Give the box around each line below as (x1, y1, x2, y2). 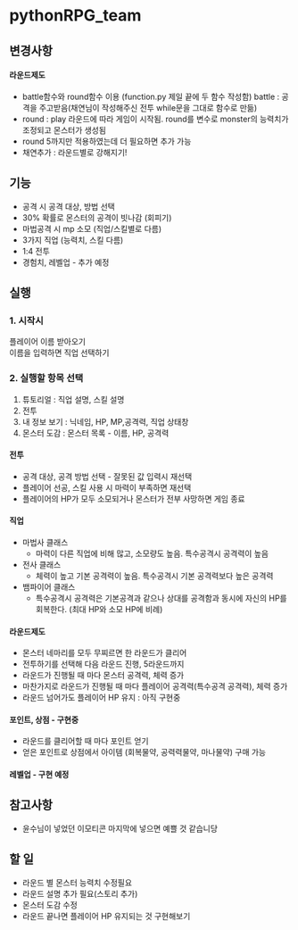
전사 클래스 (21, 559, 62, 569)
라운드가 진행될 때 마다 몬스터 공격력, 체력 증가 (21, 670, 185, 681)
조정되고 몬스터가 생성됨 (21, 124, 107, 135)
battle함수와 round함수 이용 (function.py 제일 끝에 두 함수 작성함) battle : (21, 91, 280, 102)
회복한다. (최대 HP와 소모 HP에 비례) (35, 603, 163, 614)
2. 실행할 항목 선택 (9, 372, 84, 385)
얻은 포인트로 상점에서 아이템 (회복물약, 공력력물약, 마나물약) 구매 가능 (21, 747, 266, 758)
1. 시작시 (9, 314, 45, 327)
